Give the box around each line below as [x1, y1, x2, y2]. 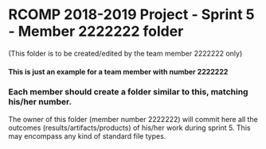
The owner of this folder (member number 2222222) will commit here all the [8, 114, 259, 124]
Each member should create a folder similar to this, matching [8, 86, 248, 97]
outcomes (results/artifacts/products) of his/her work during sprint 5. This [8, 123, 251, 132]
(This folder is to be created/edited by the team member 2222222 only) [8, 48, 243, 58]
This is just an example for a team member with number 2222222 [8, 67, 229, 76]
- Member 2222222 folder [8, 22, 184, 40]
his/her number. [8, 97, 72, 108]
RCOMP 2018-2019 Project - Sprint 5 [8, 6, 255, 24]
